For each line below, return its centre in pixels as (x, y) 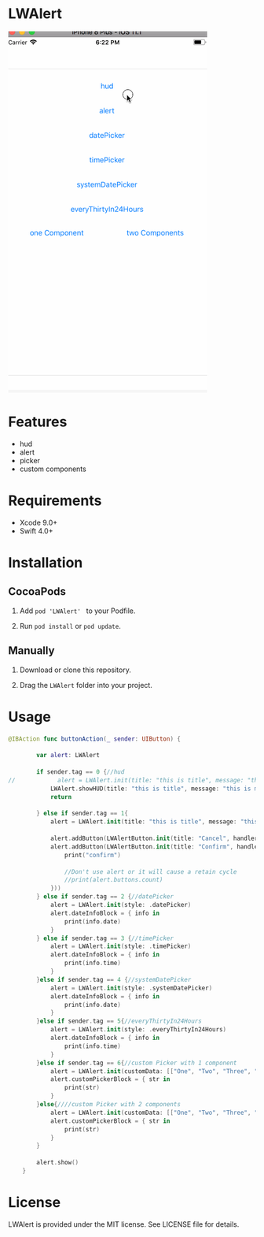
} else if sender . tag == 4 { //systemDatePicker (114, 979)
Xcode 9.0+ (38, 522)
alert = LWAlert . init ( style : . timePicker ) (121, 946)
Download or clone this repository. (75, 670)
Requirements (55, 501)
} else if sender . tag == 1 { (82, 814)
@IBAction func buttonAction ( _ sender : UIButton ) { (94, 739)
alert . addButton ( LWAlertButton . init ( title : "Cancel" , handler (154, 839)
